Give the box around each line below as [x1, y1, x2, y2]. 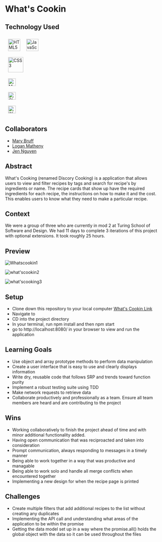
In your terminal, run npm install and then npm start [12, 322, 115, 327]
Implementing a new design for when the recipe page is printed [12, 478, 139, 484]
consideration [12, 442, 40, 448]
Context [5, 210, 30, 218]
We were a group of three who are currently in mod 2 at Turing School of [5, 222, 150, 229]
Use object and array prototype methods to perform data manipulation [12, 358, 153, 364]
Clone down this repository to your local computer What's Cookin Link [12, 306, 153, 312]
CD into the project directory [12, 316, 69, 322]
